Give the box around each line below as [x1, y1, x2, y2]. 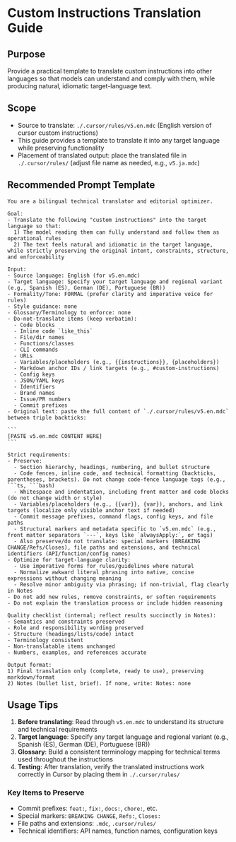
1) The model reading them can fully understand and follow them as [13, 228, 220, 236]
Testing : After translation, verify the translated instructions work [17, 763, 205, 771]
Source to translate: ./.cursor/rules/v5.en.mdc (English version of [17, 121, 212, 129]
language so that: [7, 223, 61, 230]
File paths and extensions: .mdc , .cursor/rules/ [17, 819, 157, 827]
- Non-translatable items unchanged [7, 643, 115, 650]
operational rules [7, 235, 61, 242]
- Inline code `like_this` [13, 327, 93, 335]
